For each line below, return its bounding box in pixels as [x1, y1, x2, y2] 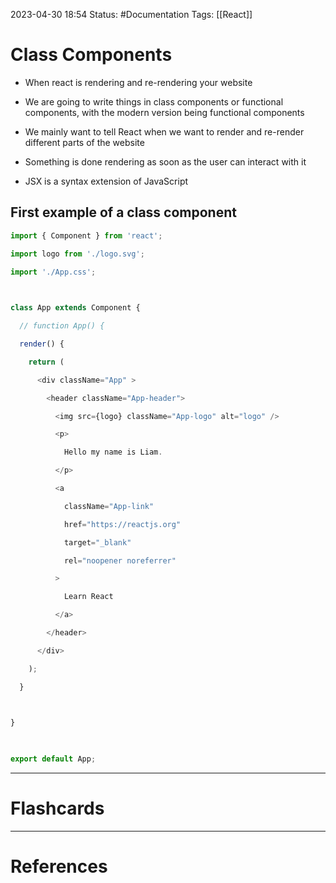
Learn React [63, 592, 114, 602]
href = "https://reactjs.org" [63, 519, 182, 529]
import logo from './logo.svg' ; [10, 249, 145, 259]
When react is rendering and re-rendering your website [24, 76, 253, 88]
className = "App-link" [63, 501, 155, 511]
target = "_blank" [63, 537, 132, 548]
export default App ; [10, 754, 97, 764]
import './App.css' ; [10, 267, 97, 277]
